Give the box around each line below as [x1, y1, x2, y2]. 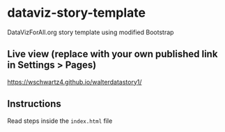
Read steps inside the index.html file [7, 117, 113, 125]
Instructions [7, 98, 61, 110]
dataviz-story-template [7, 5, 146, 21]
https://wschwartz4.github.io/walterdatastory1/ [7, 78, 142, 86]
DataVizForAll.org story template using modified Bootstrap [7, 28, 174, 36]
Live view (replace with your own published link [7, 48, 218, 60]
